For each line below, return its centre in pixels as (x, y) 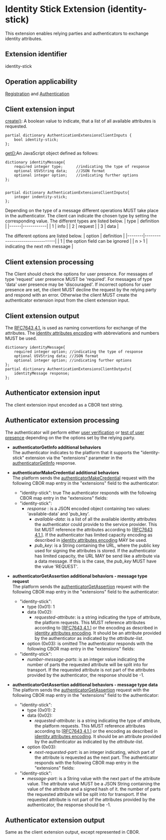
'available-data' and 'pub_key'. (58, 514)
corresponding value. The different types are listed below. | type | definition (82, 221)
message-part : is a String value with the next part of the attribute (93, 778)
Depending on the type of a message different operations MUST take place (82, 210)
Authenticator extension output (55, 820)
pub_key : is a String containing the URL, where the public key (97, 545)
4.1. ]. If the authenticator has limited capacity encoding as (93, 535)
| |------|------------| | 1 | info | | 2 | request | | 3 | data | (62, 226)
